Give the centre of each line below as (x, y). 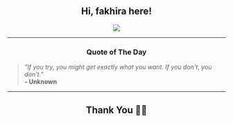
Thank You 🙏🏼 (116, 110)
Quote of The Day (116, 52)
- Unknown (41, 82)
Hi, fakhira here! (116, 11)
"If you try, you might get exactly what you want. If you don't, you (118, 67)
